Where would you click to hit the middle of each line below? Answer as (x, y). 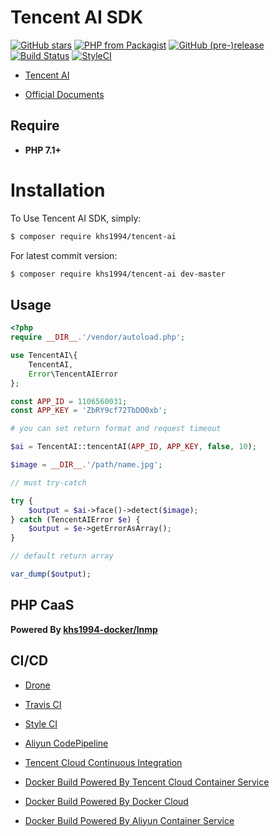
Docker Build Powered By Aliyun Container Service (129, 820)
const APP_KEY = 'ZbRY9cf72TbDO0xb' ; (89, 411)
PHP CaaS (42, 605)
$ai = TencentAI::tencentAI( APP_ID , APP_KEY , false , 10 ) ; (133, 447)
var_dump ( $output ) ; (51, 574)
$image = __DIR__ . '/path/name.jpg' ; (86, 465)
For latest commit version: (64, 255)
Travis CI (43, 704)
